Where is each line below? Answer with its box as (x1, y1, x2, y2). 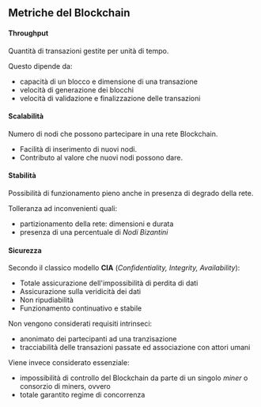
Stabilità (8, 171, 37, 180)
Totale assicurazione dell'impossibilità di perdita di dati (19, 278, 199, 288)
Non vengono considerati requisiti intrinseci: (8, 319, 153, 329)
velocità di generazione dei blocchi (19, 85, 134, 94)
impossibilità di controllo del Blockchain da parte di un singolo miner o (19, 373, 248, 383)
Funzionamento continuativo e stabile (19, 303, 142, 313)
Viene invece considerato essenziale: (8, 358, 130, 367)
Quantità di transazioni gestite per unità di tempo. (8, 46, 169, 55)
